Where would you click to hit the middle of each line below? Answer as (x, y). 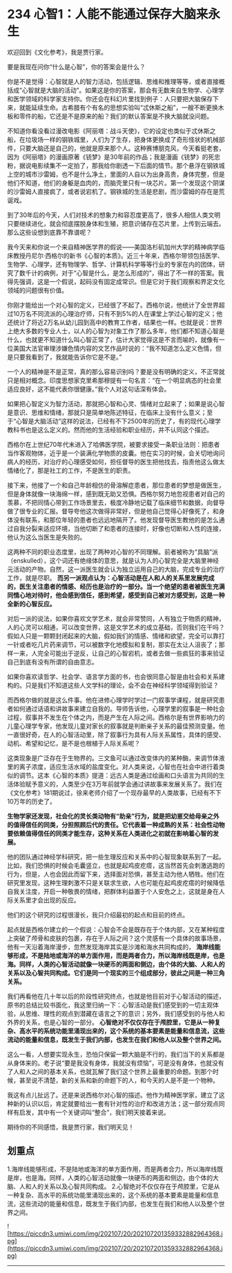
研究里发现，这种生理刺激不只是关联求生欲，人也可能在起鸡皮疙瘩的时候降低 (116, 883)
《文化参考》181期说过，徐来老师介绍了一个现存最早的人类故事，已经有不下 (115, 792)
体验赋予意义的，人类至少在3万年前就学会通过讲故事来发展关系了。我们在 (118, 784)
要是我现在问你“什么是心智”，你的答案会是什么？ (77, 67)
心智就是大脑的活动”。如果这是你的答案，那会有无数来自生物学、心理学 (123, 90)
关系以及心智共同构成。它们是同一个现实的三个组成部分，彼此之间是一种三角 (116, 973)
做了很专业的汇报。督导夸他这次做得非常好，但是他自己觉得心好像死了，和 (113, 511)
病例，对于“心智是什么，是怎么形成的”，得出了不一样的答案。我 (134, 273)
